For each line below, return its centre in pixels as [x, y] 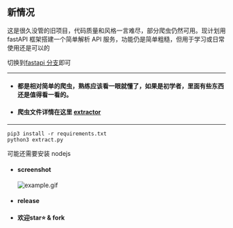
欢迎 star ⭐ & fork [41, 218]
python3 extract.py [35, 140]
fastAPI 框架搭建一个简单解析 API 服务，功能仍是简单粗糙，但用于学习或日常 [116, 39]
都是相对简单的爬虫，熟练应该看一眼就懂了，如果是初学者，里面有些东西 [120, 86]
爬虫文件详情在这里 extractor [59, 112]
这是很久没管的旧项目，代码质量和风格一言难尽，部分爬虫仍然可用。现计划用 [116, 30]
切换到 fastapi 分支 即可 [39, 62]
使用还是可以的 [28, 48]
